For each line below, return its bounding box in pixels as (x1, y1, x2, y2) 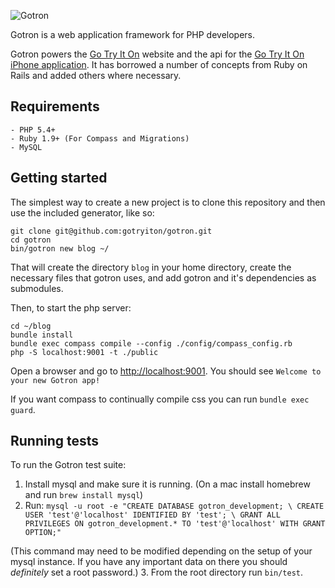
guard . (10, 403, 36, 415)
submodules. (10, 282, 64, 294)
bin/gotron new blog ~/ (10, 243, 110, 254)
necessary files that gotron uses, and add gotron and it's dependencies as (10, 271, 317, 284)
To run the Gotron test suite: (10, 459, 127, 471)
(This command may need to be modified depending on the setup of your (10, 545, 313, 557)
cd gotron (10, 235, 52, 245)
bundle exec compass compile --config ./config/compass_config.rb (10, 338, 293, 349)
